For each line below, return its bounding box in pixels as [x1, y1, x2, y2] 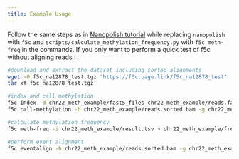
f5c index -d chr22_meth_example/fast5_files [7, 99, 144, 107]
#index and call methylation [7, 93, 94, 100]
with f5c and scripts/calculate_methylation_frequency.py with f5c [7, 37, 205, 46]
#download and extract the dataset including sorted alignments [7, 66, 202, 73]
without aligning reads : [7, 53, 76, 61]
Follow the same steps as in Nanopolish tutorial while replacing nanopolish [7, 30, 225, 39]
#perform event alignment [7, 138, 84, 145]
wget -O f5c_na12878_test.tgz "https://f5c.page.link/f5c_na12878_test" [7, 73, 228, 81]
